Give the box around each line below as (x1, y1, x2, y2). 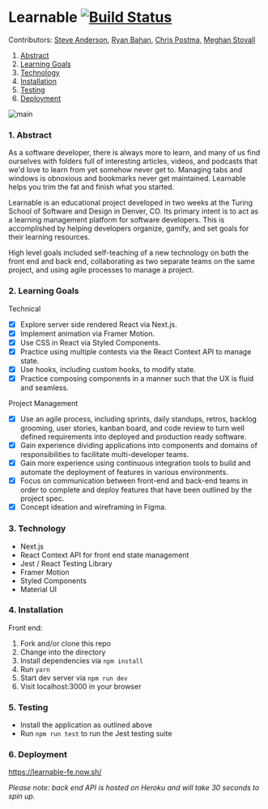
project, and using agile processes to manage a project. (8, 265, 194, 275)
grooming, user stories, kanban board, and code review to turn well (19, 423, 245, 433)
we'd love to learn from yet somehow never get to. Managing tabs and (8, 165, 243, 175)
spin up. (8, 791, 36, 801)
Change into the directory (19, 647, 106, 657)
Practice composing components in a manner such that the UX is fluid (19, 373, 254, 383)
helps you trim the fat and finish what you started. (8, 182, 175, 192)
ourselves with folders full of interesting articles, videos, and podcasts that (8, 156, 257, 166)
